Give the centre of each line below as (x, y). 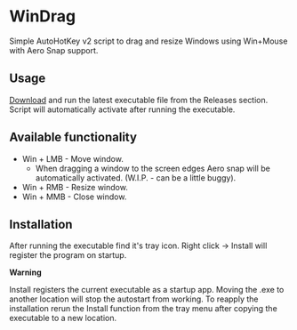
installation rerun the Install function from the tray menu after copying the (143, 309)
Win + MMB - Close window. (74, 197)
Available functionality (73, 137)
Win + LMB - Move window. (73, 158)
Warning (25, 272)
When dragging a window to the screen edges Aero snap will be (153, 168)
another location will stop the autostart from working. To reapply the (134, 299)
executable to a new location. (63, 318)
